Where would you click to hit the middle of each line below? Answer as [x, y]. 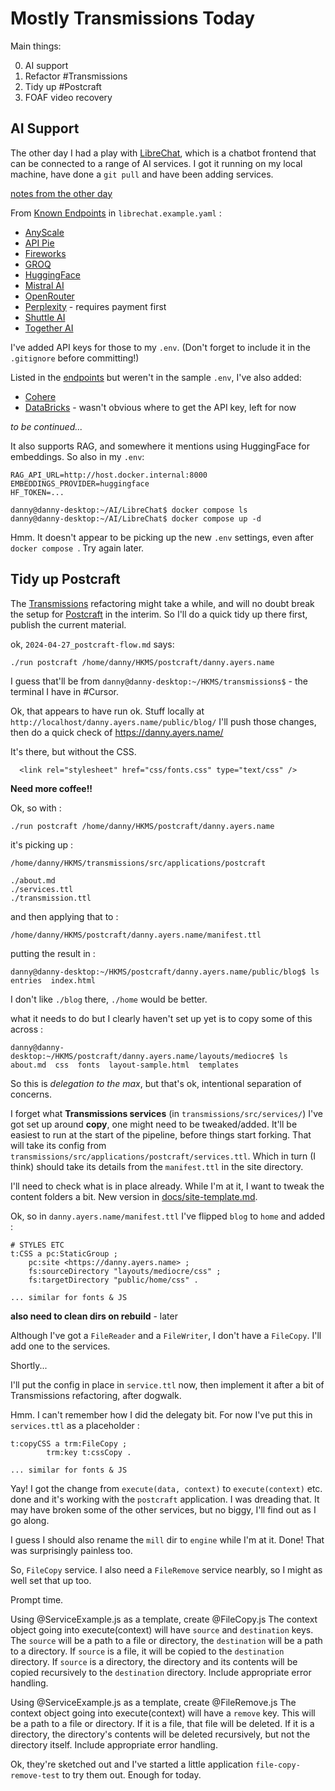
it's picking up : [42, 844]
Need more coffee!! [51, 788]
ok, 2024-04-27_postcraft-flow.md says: [92, 644]
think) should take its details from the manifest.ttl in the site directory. [157, 1166]
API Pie [39, 243]
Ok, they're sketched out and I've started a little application [132, 1764]
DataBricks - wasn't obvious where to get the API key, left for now [160, 407]
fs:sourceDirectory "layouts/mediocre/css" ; [125, 1271]
